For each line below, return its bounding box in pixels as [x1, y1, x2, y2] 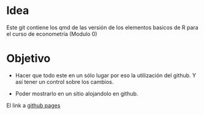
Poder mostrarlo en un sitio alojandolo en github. [15, 89, 138, 97]
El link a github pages [6, 102, 61, 109]
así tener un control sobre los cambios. [15, 78, 114, 85]
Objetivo [6, 52, 51, 66]
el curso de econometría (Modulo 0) [6, 30, 97, 37]
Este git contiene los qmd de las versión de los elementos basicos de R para [6, 24, 198, 31]
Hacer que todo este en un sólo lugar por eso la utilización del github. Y [15, 71, 196, 79]
